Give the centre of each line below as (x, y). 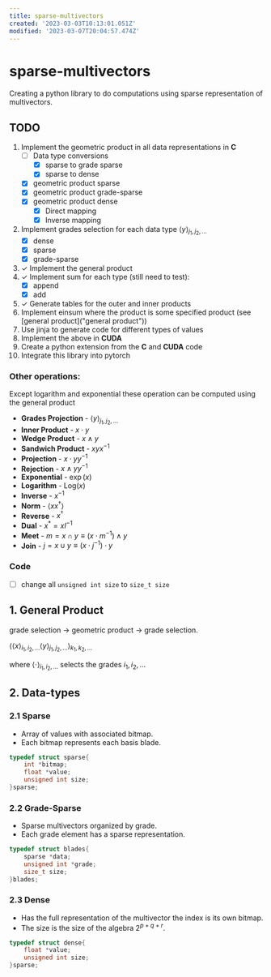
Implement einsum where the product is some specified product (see (136, 312)
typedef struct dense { (47, 943)
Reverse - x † (42, 515)
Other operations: (45, 376)
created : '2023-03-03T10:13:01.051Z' (73, 24)
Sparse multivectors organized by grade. (89, 826)
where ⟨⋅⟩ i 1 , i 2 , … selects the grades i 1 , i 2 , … (78, 666)
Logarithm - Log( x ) (53, 486)
